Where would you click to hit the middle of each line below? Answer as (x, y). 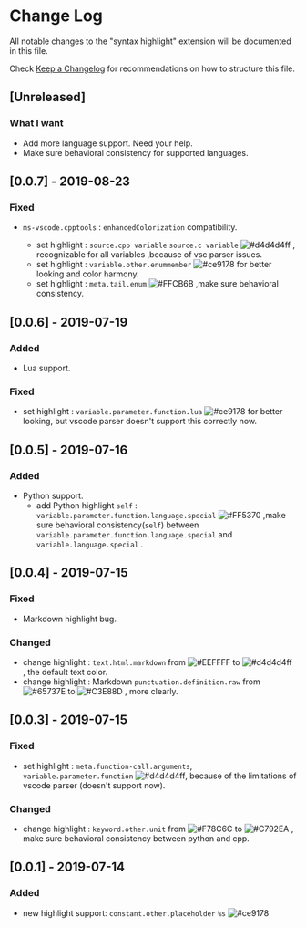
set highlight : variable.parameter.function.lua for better (153, 412)
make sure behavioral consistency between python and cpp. (136, 838)
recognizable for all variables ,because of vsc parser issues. (149, 255)
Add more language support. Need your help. (107, 143)
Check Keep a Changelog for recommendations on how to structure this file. (153, 68)
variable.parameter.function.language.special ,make (161, 515)
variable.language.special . (90, 544)
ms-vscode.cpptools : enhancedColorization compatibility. (130, 227)
